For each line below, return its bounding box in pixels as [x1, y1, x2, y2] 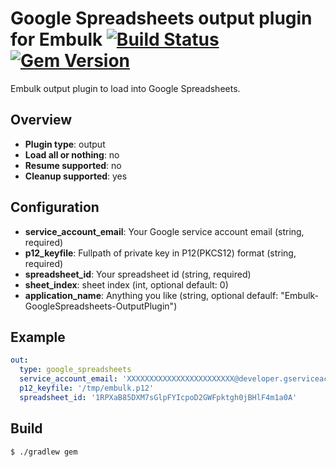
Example [10, 328, 66, 346]
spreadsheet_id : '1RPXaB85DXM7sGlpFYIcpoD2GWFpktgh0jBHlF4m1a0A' [19, 392, 298, 402]
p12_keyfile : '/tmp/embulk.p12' [19, 383, 155, 393]
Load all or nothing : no [24, 148, 120, 161]
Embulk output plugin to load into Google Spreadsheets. [10, 82, 241, 94]
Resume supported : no [24, 159, 122, 171]
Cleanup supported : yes [24, 170, 128, 182]
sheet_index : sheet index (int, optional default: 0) [24, 278, 229, 291]
